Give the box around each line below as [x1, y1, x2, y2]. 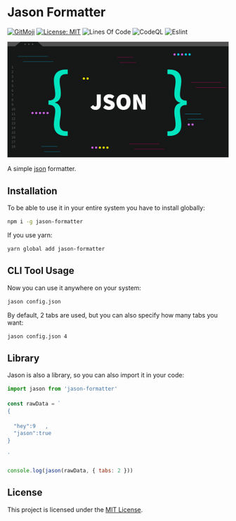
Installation [7, 184, 58, 197]
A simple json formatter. [7, 165, 77, 173]
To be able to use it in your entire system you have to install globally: [7, 203, 205, 212]
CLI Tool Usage [7, 265, 75, 277]
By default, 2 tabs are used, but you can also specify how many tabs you [7, 310, 218, 319]
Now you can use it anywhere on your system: [7, 283, 142, 292]
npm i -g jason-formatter [7, 218, 83, 225]
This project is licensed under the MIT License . [7, 505, 143, 514]
